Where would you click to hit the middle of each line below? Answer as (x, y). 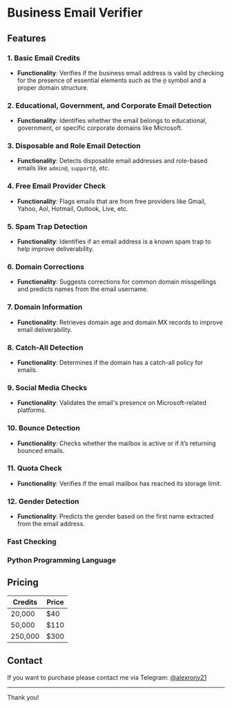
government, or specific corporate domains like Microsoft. (100, 128)
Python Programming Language (61, 560)
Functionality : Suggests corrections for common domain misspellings (116, 282)
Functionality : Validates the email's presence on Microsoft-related (112, 403)
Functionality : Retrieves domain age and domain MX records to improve (120, 322)
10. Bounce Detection (44, 428)
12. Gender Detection (43, 501)
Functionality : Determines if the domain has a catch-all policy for (110, 362)
